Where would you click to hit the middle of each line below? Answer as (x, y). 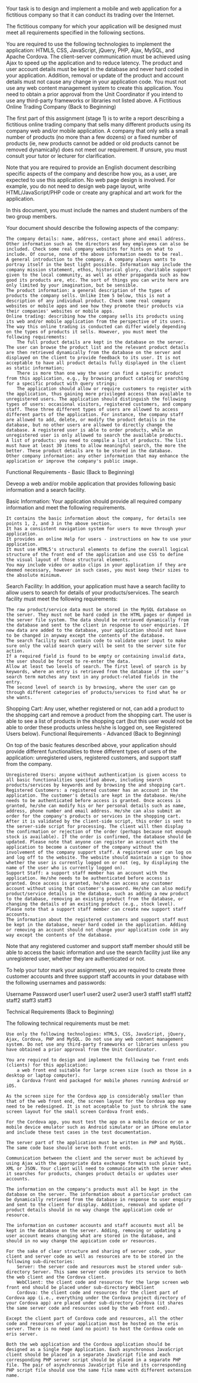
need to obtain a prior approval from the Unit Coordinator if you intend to (95, 94)
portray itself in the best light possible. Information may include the (99, 265)
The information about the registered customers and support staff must (98, 920)
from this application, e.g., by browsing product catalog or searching (98, 378)
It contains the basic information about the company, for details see (96, 518)
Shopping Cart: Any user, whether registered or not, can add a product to (95, 708)
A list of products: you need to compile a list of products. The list (96, 440)
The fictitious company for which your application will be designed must (94, 26)
